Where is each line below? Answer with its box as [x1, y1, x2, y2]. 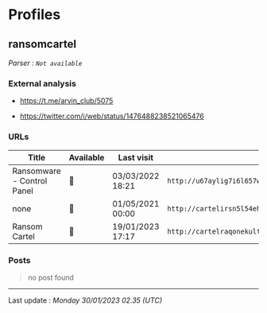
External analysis [8, 78, 77, 89]
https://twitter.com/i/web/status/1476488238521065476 [19, 111, 205, 121]
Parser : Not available [8, 58, 83, 68]
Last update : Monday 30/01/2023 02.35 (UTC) [8, 296, 163, 305]
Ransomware [12, 165, 61, 176]
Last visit [118, 152, 153, 163]
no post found [27, 272, 74, 282]
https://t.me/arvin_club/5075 [19, 96, 114, 106]
